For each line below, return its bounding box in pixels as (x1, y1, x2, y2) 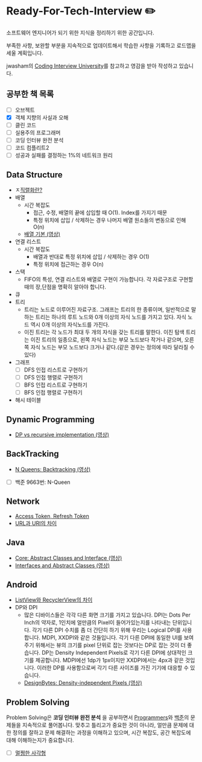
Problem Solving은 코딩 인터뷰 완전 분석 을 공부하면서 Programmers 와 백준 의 (6, 714, 189, 721)
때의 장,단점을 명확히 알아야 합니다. (24, 284, 107, 290)
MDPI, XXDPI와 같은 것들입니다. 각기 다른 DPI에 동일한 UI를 (42, 634, 183, 641)
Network (6, 497, 40, 507)
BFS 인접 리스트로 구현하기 (24, 381, 87, 389)
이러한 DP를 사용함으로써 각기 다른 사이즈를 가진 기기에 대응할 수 (37, 664, 189, 672)
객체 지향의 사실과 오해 (14, 113, 69, 121)
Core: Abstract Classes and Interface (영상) (14, 554, 122, 561)
